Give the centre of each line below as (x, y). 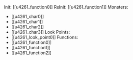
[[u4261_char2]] (27, 27)
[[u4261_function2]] (31, 53)
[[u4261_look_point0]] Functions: (45, 37)
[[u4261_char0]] (27, 16)
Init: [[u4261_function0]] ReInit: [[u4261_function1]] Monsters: (66, 7)
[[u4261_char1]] (27, 22)
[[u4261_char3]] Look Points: (40, 32)
